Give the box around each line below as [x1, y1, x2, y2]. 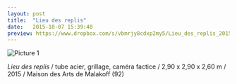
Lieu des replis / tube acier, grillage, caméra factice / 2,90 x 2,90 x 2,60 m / [7, 62, 226, 71]
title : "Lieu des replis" [7, 17, 87, 24]
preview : [7, 29, 33, 37]
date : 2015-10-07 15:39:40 [7, 23, 93, 30]
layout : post [7, 10, 46, 17]
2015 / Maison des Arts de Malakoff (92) [7, 70, 125, 78]
